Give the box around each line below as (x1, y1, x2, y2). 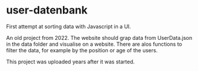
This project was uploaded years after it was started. (6, 58, 135, 65)
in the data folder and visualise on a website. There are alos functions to (6, 40, 183, 48)
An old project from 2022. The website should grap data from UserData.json (6, 34, 193, 41)
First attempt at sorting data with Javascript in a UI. (6, 23, 132, 30)
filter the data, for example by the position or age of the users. (6, 46, 158, 53)
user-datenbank (6, 4, 88, 17)
